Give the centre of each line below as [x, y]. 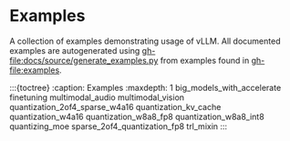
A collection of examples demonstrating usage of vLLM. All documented [145, 41]
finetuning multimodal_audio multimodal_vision [97, 97]
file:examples [35, 70]
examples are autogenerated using [75, 50]
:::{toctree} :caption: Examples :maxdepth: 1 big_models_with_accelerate [145, 87]
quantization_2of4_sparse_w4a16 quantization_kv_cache [115, 106]
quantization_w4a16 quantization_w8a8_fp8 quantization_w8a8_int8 [137, 116]
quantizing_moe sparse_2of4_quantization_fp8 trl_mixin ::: [119, 126]
